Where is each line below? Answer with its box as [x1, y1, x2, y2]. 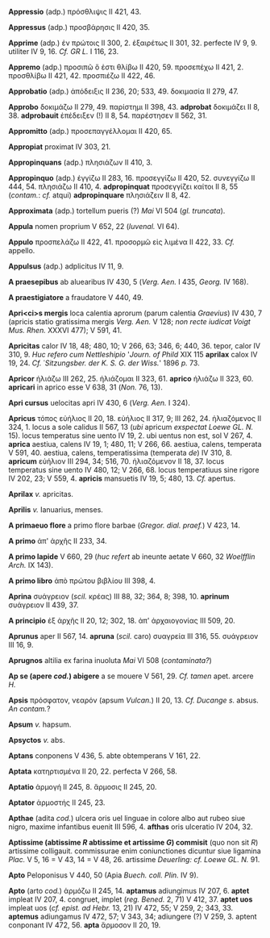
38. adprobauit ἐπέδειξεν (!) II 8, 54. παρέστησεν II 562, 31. [8, 110, 208, 120]
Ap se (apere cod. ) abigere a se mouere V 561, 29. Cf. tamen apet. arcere [8, 671, 254, 681]
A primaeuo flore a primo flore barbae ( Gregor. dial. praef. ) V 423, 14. [8, 520, 240, 530]
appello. [8, 246, 35, 255]
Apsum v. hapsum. [8, 719, 72, 729]
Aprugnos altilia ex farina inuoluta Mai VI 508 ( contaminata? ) [8, 656, 212, 665]
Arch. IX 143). [8, 561, 54, 569]
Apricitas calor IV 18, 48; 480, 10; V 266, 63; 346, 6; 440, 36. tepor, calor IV [8, 341, 260, 350]
